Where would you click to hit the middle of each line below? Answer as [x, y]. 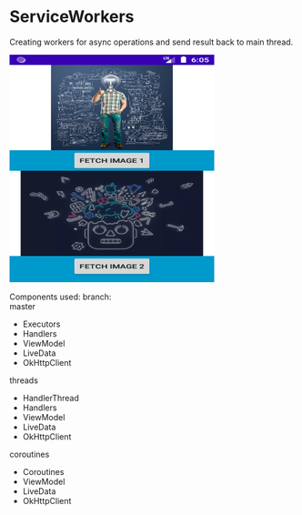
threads [24, 380]
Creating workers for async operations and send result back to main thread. [151, 42]
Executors [41, 324]
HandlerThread [51, 398]
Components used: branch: [60, 297]
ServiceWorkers [72, 17]
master [23, 306]
